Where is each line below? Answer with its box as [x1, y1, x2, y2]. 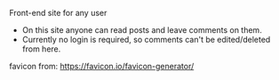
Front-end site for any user [9, 8, 108, 18]
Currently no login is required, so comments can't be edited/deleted [21, 35, 271, 44]
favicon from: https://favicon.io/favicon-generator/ [9, 61, 195, 71]
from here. [21, 44, 61, 54]
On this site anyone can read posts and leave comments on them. [21, 25, 262, 35]
